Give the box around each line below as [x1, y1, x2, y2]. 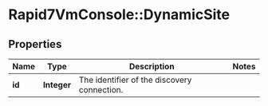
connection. [78, 84, 124, 95]
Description [128, 61, 175, 72]
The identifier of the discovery [78, 74, 192, 85]
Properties [8, 37, 62, 51]
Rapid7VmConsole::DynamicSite [8, 6, 231, 24]
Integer [42, 80, 72, 90]
